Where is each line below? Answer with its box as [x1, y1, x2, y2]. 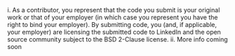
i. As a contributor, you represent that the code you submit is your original [7, 6, 220, 14]
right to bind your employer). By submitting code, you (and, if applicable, [7, 21, 217, 28]
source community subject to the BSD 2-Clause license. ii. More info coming [7, 35, 228, 44]
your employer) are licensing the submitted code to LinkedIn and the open [7, 28, 221, 36]
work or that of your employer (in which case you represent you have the [7, 13, 218, 21]
